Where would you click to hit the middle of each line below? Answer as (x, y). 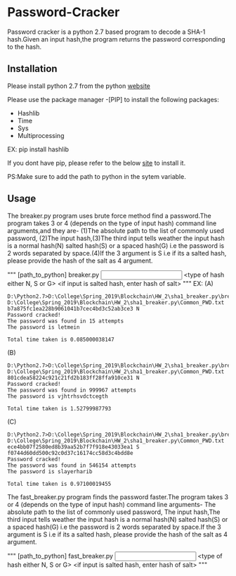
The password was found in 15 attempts (66, 321)
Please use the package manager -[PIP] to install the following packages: (113, 99)
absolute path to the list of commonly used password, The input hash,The (114, 512)
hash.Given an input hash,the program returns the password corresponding (116, 39)
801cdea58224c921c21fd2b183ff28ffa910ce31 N (73, 377)
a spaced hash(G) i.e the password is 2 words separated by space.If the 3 (114, 527)
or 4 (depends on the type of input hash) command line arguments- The (112, 504)
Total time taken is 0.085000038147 (61, 339)
